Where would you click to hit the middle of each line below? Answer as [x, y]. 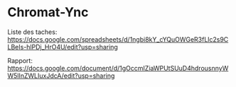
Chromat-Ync [48, 12]
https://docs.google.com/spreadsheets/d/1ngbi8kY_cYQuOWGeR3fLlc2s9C [118, 39]
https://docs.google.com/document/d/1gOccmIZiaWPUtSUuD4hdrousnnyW [118, 68]
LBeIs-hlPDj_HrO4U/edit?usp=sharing [63, 47]
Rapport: [20, 60]
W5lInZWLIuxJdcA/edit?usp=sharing [61, 76]
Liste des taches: [32, 32]
